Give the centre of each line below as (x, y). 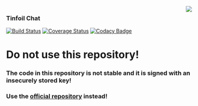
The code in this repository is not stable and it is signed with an (98, 73)
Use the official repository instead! (57, 97)
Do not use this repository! (73, 55)
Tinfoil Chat (23, 18)
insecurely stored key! (39, 81)
